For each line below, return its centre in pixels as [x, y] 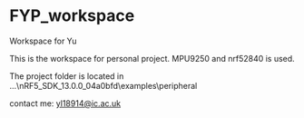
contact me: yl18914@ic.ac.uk [65, 103]
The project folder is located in [67, 76]
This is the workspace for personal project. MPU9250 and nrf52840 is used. [152, 58]
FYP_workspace [72, 16]
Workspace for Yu [43, 41]
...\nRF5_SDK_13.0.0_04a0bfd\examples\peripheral [103, 85]
